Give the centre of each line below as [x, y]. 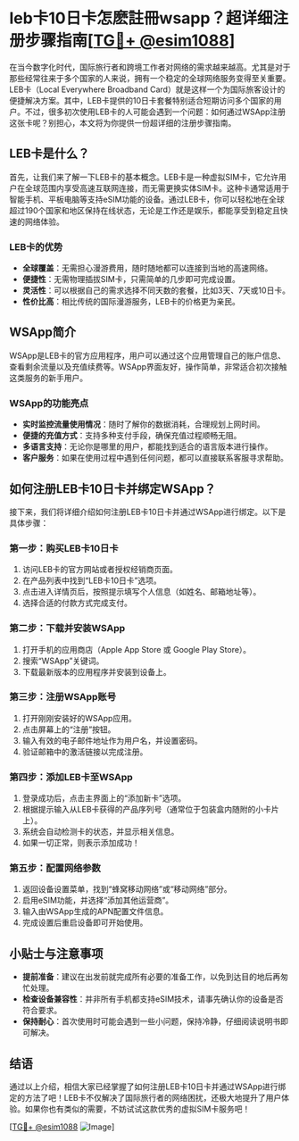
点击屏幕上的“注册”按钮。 [69, 729]
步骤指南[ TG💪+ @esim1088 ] [130, 41]
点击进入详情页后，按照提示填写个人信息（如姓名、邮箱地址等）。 [141, 592]
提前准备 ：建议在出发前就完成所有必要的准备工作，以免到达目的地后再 [151, 977]
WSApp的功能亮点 [49, 403]
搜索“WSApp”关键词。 [63, 661]
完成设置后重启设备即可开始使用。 [85, 923]
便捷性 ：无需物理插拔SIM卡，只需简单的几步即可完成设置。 [131, 279]
